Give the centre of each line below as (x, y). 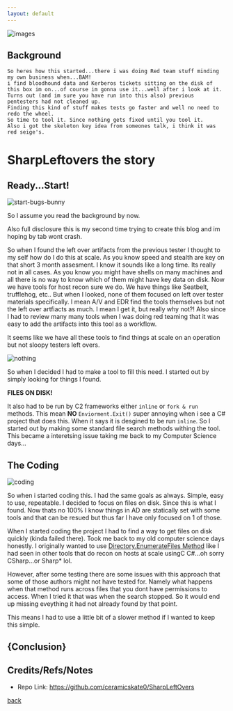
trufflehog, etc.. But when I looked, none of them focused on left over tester (115, 295)
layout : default (31, 14)
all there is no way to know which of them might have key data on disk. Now (116, 280)
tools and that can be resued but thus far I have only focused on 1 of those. (115, 518)
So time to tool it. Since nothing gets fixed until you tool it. (105, 120)
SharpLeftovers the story (81, 160)
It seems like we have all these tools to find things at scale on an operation (114, 338)
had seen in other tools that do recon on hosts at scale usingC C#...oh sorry (116, 554)
